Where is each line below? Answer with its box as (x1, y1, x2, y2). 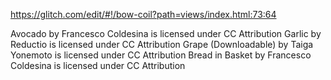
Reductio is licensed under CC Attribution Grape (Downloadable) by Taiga (10, 39, 314, 50)
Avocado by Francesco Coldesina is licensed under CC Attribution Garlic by (10, 28, 322, 39)
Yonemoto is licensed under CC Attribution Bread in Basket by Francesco (10, 49, 312, 61)
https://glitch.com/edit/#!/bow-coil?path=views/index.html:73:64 (10, 9, 277, 20)
